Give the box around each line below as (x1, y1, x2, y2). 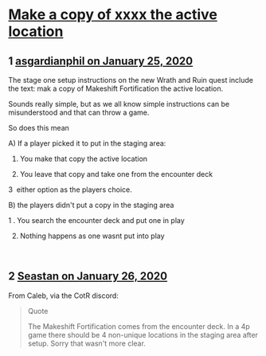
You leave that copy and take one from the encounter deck (19, 170, 213, 178)
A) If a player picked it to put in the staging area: (8, 139, 166, 148)
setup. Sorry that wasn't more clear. (27, 338, 146, 348)
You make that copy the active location (19, 154, 148, 163)
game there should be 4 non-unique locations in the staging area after (27, 330, 259, 339)
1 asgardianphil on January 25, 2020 (8, 54, 194, 68)
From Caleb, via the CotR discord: (8, 291, 119, 300)
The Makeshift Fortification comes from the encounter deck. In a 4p (27, 321, 251, 331)
